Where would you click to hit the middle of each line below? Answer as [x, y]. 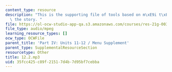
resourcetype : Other [27, 52]
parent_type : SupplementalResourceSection [51, 48]
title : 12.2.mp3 [23, 57]
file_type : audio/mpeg [29, 29]
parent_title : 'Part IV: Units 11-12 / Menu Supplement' [67, 43]
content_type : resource [31, 10]
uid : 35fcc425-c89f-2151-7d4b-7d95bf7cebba [52, 62]
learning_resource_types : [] [36, 33]
